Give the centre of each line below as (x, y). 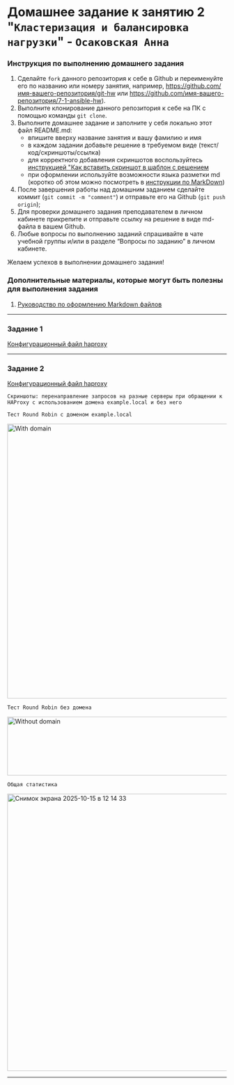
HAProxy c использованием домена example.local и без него (95, 403)
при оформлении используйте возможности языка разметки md (124, 175)
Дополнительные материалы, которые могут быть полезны (115, 281)
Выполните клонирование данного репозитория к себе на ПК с (111, 108)
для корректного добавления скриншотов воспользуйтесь (115, 160)
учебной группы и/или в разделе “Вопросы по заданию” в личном (116, 242)
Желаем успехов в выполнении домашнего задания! (86, 263)
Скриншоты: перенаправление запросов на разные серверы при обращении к (115, 397)
